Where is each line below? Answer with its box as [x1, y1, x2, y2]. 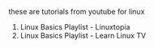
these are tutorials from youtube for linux [8, 7, 145, 16]
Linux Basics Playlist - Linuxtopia [19, 22, 130, 31]
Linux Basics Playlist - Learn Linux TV [19, 31, 147, 40]
